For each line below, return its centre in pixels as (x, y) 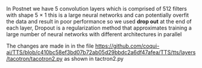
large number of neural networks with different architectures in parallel (94, 34)
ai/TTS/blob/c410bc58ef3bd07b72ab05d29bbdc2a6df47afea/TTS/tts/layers (101, 52)
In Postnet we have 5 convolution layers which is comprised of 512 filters (96, 9)
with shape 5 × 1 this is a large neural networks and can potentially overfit (98, 15)
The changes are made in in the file (50, 46)
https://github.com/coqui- (127, 46)
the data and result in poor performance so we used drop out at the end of (99, 21)
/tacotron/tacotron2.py (35, 59)
